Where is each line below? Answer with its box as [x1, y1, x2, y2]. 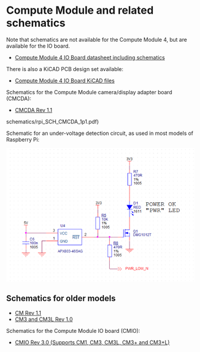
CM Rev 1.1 [14, 309, 42, 316]
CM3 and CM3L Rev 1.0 [14, 316, 73, 323]
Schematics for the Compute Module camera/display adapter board [6, 88, 173, 95]
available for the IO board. [6, 42, 70, 50]
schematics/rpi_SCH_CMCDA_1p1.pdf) [6, 118, 99, 125]
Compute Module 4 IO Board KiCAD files [14, 77, 115, 84]
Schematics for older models [6, 294, 116, 304]
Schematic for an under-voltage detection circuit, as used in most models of [6, 129, 194, 137]
